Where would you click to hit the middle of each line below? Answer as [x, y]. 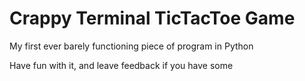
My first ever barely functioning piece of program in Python [131, 46]
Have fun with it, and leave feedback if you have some [121, 65]
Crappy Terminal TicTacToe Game [152, 18]
